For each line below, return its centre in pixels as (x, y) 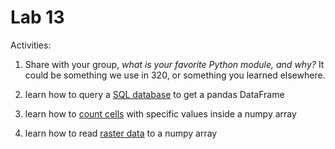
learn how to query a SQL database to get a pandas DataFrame (154, 94)
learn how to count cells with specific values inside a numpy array (160, 113)
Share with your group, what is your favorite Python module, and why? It (174, 64)
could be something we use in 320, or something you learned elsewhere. (175, 75)
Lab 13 (37, 17)
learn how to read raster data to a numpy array (121, 133)
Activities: (31, 45)
